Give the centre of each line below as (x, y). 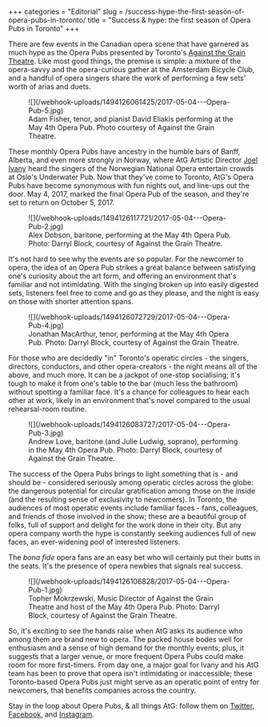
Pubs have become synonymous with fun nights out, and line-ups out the (129, 186)
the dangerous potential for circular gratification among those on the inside (132, 491)
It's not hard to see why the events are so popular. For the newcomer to (126, 259)
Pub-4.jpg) (46, 326)
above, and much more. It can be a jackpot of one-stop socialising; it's (124, 375)
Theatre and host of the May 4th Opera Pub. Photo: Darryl (124, 607)
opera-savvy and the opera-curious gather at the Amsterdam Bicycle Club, (132, 70)
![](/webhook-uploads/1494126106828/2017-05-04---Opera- (129, 581)
